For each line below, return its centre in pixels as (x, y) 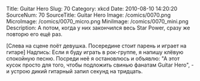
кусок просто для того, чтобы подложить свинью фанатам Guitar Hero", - (100, 65)
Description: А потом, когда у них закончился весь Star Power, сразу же (98, 28)
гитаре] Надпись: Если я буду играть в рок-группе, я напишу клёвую (95, 52)
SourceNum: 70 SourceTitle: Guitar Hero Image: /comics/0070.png (89, 15)
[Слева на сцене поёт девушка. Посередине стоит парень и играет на (96, 46)
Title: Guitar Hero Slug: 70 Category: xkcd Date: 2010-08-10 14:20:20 (92, 9)
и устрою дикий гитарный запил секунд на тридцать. (74, 71)
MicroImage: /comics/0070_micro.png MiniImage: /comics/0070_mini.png (97, 21)
